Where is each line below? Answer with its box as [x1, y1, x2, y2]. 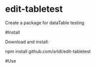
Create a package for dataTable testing [5, 20, 85, 26]
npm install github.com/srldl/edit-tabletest [5, 48, 91, 54]
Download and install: [5, 38, 49, 45]
